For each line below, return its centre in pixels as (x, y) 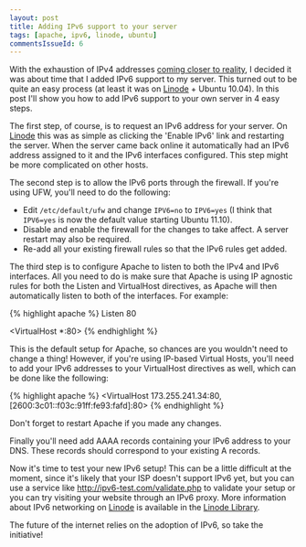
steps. (21, 108)
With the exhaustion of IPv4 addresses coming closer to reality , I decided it (151, 70)
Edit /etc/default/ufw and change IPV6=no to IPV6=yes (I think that (147, 210)
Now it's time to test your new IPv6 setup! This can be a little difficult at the (151, 468)
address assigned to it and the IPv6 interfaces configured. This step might (149, 156)
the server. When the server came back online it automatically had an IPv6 (149, 145)
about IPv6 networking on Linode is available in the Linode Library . (135, 508)
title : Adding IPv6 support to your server (94, 27)
